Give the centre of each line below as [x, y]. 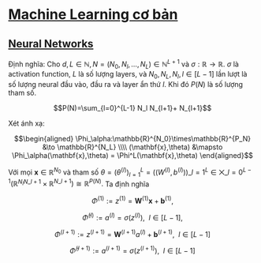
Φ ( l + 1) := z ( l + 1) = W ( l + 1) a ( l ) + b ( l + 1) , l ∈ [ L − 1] [132, 233]
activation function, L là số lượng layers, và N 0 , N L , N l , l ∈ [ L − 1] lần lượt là [128, 75]
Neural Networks [51, 44]
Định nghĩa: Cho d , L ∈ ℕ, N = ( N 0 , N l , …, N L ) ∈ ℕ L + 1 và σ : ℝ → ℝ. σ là [123, 64]
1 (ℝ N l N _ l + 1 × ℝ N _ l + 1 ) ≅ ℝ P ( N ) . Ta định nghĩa [79, 183]
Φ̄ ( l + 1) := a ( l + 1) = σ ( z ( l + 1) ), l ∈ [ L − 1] [132, 250]
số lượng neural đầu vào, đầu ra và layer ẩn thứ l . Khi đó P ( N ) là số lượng [125, 85]
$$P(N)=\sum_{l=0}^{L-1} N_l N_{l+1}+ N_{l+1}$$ [132, 108]
